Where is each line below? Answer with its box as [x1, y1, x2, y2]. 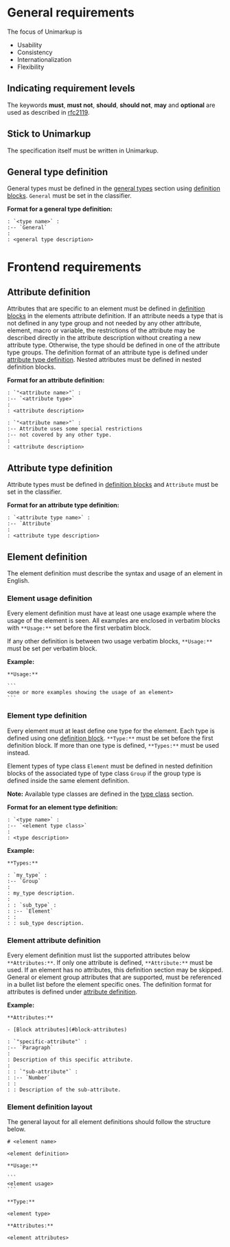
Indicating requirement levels [7, 82, 135, 94]
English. [7, 577, 30, 584]
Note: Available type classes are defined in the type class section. [7, 790, 194, 798]
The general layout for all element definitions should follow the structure [7, 1118, 211, 1126]
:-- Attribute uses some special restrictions [7, 426, 143, 433]
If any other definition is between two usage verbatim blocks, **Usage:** [7, 637, 213, 645]
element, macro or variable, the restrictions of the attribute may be [7, 326, 196, 334]
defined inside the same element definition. [7, 776, 130, 784]
